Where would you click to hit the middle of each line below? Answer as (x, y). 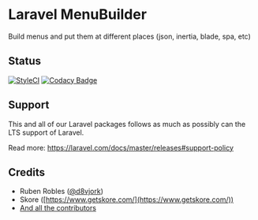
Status (25, 61)
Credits (27, 172)
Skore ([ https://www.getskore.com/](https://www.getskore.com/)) (127, 199)
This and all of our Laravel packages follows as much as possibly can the (127, 124)
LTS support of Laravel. (46, 132)
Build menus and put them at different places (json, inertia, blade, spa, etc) (129, 36)
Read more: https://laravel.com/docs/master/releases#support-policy (121, 147)
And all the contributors (58, 208)
